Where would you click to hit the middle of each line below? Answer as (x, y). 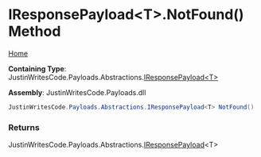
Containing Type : (37, 68)
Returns (24, 127)
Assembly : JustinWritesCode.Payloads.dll (77, 92)
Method (35, 31)
